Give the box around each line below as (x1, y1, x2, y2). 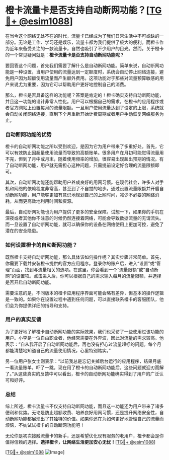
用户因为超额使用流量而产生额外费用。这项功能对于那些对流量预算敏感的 (9, 75, 159, 81)
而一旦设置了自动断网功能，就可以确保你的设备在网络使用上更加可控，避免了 (5, 221, 164, 227)
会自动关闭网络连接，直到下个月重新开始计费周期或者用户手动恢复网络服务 (5, 111, 159, 117)
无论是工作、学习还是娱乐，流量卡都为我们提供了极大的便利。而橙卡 (18, 39, 159, 45)
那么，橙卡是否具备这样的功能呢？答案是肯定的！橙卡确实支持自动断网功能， (5, 92, 164, 98)
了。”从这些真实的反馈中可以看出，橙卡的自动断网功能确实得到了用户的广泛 (5, 370, 159, 376)
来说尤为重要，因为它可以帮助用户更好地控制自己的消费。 (9, 81, 129, 87)
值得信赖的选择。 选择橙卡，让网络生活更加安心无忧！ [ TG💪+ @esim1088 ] (5, 439, 156, 445)
